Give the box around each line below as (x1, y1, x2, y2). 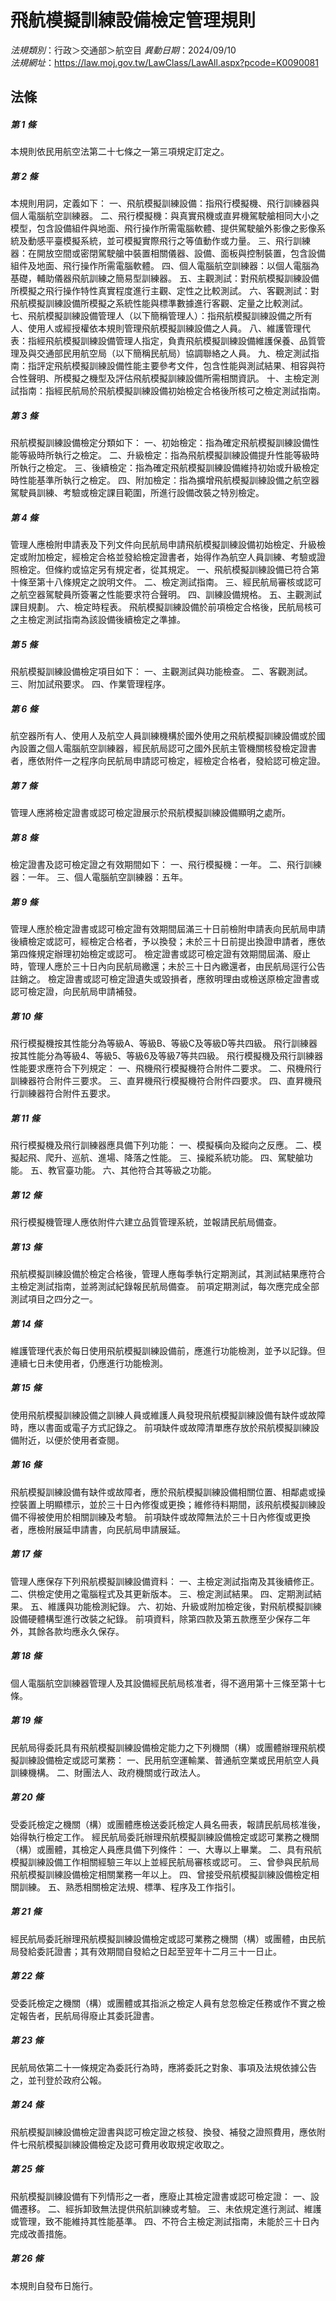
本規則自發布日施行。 (10, 2279, 98, 2291)
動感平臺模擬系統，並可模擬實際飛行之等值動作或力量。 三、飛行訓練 (27, 235, 311, 247)
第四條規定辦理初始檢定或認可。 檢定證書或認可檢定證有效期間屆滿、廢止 (10, 948, 311, 960)
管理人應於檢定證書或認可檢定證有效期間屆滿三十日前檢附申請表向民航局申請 (10, 923, 326, 935)
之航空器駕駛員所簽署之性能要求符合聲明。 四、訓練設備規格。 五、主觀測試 (10, 589, 322, 601)
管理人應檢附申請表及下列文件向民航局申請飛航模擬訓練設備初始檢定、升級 (10, 539, 317, 551)
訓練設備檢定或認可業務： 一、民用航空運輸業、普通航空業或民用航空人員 (18, 1754, 320, 1766)
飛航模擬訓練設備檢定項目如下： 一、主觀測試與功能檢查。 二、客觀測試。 (10, 666, 313, 678)
